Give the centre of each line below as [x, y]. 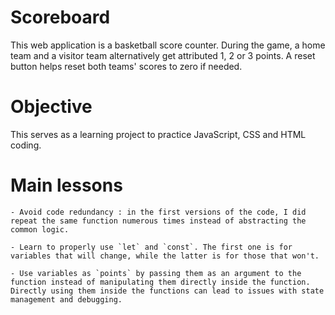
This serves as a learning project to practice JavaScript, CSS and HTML [158, 134]
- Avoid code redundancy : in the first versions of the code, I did [158, 212]
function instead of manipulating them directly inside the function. [160, 282]
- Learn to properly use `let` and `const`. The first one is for [151, 247]
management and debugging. [66, 299]
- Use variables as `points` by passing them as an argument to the [156, 273]
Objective [51, 107]
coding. [26, 145]
